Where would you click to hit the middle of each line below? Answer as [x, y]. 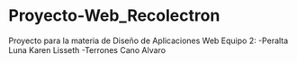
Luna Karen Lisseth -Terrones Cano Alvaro [87, 49]
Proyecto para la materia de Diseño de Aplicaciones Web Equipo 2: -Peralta [148, 40]
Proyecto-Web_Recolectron [114, 16]
